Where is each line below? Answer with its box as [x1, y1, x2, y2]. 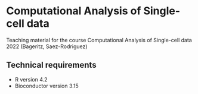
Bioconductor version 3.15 [14, 82, 79, 89]
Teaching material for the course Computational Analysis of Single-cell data [6, 36, 192, 43]
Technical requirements [6, 60, 97, 70]
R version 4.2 [14, 76, 48, 83]
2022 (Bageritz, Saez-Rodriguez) [6, 43, 88, 50]
